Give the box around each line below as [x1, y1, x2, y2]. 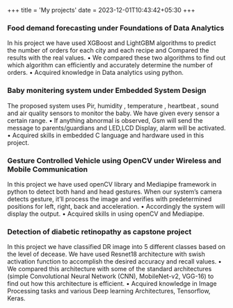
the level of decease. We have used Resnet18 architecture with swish [7, 250, 205, 259]
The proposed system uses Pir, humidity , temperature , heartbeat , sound [7, 101, 219, 110]
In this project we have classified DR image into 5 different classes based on [7, 243, 226, 251]
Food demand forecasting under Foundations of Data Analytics [7, 23, 225, 33]
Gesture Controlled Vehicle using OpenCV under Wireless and [7, 155, 221, 165]
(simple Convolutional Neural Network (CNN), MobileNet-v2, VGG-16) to [7, 272, 214, 280]
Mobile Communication [7, 164, 88, 174]
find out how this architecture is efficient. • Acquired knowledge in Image [7, 280, 217, 288]
